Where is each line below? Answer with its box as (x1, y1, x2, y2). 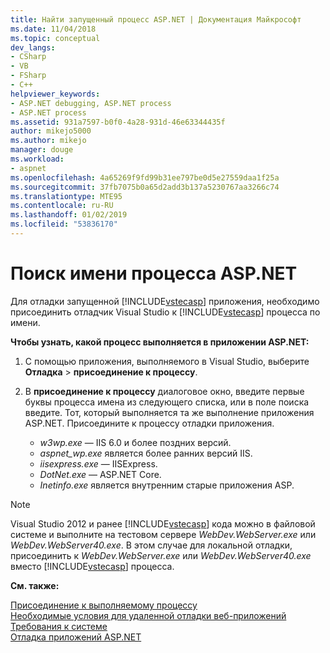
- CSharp (10, 52, 47, 62)
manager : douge (10, 145, 74, 155)
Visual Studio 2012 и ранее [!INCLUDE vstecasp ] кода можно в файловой (10, 517, 316, 530)
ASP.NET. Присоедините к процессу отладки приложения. (24, 417, 275, 429)
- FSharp (10, 71, 47, 81)
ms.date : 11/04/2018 (10, 24, 97, 34)
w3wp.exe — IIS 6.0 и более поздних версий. (39, 436, 232, 448)
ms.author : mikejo (10, 136, 87, 146)
